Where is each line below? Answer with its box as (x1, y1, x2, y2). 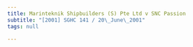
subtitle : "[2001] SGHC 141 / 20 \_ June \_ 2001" (7, 17, 145, 23)
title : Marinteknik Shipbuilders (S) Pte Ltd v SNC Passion (7, 10, 187, 17)
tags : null (7, 23, 39, 30)
